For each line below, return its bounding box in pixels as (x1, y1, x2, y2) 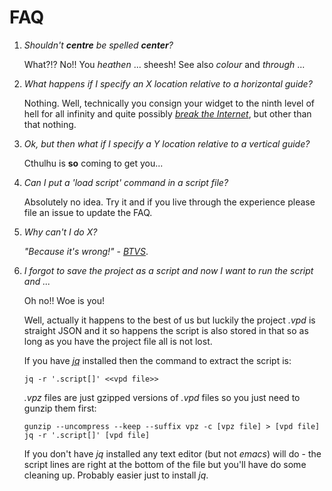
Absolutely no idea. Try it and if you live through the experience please (23, 196, 316, 208)
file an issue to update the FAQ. (23, 206, 153, 218)
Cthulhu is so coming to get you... (23, 157, 164, 169)
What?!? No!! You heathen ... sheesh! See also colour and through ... (23, 58, 306, 70)
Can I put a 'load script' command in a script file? (23, 176, 229, 188)
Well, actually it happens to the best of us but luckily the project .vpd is (23, 314, 316, 326)
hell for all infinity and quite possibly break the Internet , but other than (23, 107, 312, 120)
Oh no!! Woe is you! (23, 294, 105, 306)
